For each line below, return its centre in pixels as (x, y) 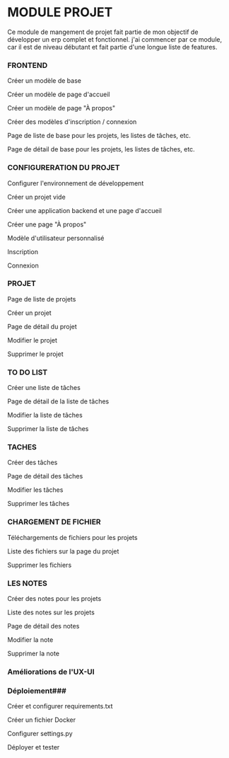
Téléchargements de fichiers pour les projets (72, 537)
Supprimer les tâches (39, 504)
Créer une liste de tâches (44, 388)
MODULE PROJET (60, 12)
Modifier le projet (33, 340)
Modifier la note (30, 640)
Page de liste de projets (42, 299)
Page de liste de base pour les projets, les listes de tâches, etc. (99, 136)
